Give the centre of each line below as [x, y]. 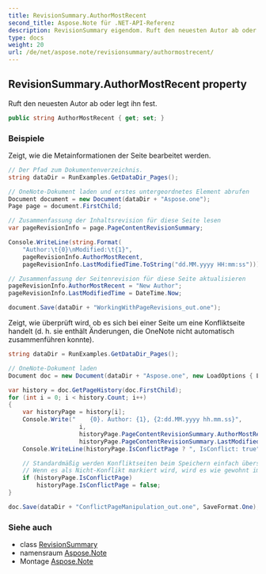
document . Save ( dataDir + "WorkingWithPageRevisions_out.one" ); [115, 308]
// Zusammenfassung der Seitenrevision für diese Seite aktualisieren [127, 279]
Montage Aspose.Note [56, 561]
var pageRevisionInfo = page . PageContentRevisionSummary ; [106, 228]
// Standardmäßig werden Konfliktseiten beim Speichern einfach [131, 463]
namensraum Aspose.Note [63, 553]
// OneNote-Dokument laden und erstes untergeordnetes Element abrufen [129, 192]
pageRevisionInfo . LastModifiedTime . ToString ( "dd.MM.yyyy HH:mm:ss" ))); [143, 264]
